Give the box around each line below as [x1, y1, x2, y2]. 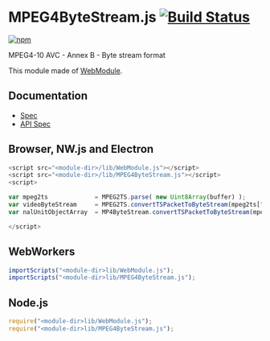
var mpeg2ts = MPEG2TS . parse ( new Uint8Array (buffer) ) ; [8, 193, 247, 201]
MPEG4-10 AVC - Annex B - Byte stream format [8, 50, 166, 60]
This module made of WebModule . [8, 65, 123, 76]
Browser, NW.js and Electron [8, 142, 154, 156]
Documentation [8, 89, 88, 103]
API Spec [19, 119, 51, 129]
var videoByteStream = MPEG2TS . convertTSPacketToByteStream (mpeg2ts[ [8, 201, 261, 209]
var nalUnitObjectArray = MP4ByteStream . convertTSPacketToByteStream [8, 207, 250, 216]
